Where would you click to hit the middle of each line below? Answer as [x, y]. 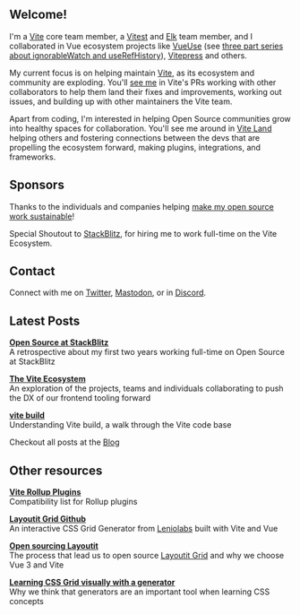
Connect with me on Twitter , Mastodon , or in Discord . [108, 293]
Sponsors [37, 185]
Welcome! [38, 15]
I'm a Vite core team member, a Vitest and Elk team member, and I [131, 36]
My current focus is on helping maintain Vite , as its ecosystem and [132, 73]
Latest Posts [45, 320]
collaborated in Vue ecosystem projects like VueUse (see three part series [146, 46]
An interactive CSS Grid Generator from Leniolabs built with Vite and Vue [144, 529]
